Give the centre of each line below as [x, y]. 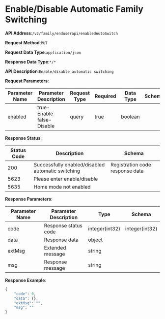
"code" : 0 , [25, 294]
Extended [55, 248]
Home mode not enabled [62, 187]
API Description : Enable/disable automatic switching [59, 71]
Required [105, 96]
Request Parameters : [27, 81]
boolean [130, 117]
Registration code [131, 164]
